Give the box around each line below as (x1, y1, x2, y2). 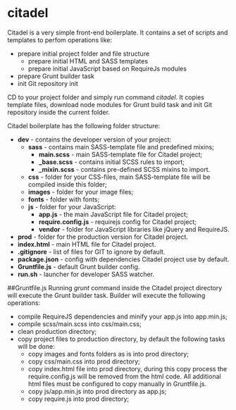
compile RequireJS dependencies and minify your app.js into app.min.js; (17, 312, 228, 321)
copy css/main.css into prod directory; (27, 357, 140, 366)
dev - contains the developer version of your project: (17, 135, 172, 144)
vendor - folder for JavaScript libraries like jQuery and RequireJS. (38, 225, 230, 233)
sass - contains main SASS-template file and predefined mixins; (27, 142, 215, 151)
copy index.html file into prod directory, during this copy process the (27, 364, 228, 373)
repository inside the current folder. (7, 108, 111, 116)
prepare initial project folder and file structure (17, 49, 150, 58)
